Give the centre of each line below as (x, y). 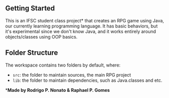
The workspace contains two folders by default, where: (63, 65)
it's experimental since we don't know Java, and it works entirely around (81, 31)
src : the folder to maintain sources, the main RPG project (72, 75)
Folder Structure (32, 53)
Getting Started (30, 8)
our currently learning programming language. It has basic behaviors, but (81, 26)
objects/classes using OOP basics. (41, 37)
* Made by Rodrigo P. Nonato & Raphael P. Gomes (58, 90)
